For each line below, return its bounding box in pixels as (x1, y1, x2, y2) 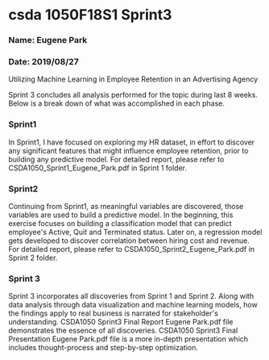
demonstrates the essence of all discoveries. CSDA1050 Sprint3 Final (8, 325, 238, 336)
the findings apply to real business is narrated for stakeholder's (8, 308, 219, 318)
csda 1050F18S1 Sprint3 (8, 6, 172, 24)
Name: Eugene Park (8, 35, 88, 46)
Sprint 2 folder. (8, 253, 58, 262)
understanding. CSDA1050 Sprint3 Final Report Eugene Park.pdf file (8, 317, 234, 327)
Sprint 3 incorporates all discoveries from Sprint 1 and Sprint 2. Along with (8, 291, 255, 301)
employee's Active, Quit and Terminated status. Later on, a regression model (8, 228, 263, 237)
